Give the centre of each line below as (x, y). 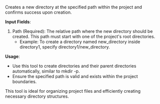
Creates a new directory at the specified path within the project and (74, 7)
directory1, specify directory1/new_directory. (65, 47)
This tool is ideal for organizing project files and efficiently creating (73, 91)
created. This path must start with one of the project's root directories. (84, 37)
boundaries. (24, 81)
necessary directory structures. (37, 96)
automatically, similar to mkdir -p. (46, 71)
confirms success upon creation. (39, 12)
